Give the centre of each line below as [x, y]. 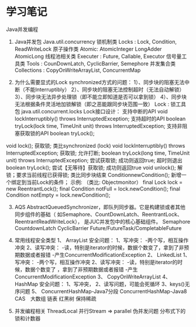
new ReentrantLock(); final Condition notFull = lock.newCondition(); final [93, 189]
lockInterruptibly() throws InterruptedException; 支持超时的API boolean [100, 119]
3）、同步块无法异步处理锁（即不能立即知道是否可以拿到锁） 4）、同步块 [101, 96]
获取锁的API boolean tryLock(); [57, 133]
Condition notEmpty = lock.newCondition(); [58, 195]
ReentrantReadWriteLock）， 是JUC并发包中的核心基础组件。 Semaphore [102, 221]
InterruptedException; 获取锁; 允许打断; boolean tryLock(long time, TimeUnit [98, 153]
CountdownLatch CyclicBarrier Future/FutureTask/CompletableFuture [98, 228]
